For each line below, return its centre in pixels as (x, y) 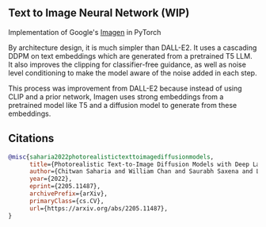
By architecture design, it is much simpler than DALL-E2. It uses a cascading (133, 48)
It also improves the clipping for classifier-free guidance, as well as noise (127, 64)
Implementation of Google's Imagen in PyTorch (85, 32)
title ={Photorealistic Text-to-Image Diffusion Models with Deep (139, 164)
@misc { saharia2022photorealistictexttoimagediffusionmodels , (111, 157)
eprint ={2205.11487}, (65, 187)
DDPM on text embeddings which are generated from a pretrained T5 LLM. (130, 56)
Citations (31, 139)
